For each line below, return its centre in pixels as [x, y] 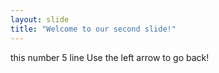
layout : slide [40, 19]
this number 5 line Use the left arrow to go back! [110, 57]
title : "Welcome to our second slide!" [93, 29]
